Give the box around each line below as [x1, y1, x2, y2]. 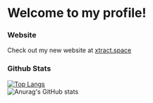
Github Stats [7, 63, 51, 73]
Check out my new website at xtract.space [7, 46, 132, 54]
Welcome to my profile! [7, 5, 147, 21]
